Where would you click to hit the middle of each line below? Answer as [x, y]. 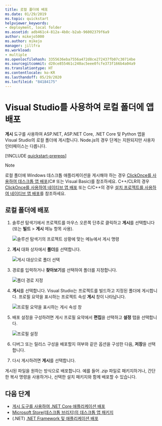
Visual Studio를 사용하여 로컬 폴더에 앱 [80, 107]
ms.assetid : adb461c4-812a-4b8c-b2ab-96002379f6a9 [57, 32]
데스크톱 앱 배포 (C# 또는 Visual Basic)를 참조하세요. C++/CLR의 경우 [83, 181]
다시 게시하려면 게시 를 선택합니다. [44, 360]
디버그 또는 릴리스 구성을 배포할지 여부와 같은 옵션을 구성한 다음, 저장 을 [79, 344]
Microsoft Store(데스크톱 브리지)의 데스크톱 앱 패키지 [63, 412]
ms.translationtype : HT [29, 68]
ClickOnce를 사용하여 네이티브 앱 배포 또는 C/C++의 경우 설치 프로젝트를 [74, 187]
